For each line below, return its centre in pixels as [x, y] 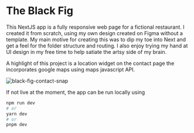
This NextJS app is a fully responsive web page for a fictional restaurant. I [95, 27]
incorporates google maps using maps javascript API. [71, 69]
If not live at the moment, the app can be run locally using [76, 92]
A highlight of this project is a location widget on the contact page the [90, 63]
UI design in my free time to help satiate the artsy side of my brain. [86, 52]
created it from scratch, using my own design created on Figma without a [95, 33]
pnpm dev [17, 125]
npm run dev [21, 103]
